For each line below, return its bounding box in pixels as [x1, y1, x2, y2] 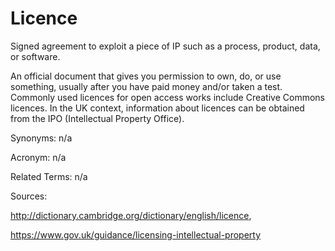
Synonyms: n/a [10, 132, 73, 144]
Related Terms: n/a [10, 170, 88, 182]
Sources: [10, 190, 48, 202]
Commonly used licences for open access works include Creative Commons [10, 91, 325, 103]
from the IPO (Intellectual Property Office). [10, 112, 185, 124]
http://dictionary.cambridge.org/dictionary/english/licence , [10, 209, 252, 221]
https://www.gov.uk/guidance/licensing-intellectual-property [10, 228, 262, 241]
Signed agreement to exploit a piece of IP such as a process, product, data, [10, 40, 321, 52]
